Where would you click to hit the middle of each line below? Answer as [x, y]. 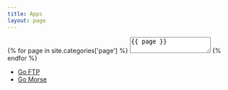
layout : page [27, 21]
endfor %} [22, 58]
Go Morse [32, 79]
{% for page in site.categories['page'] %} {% [114, 50]
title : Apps [25, 14]
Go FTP [29, 72]
